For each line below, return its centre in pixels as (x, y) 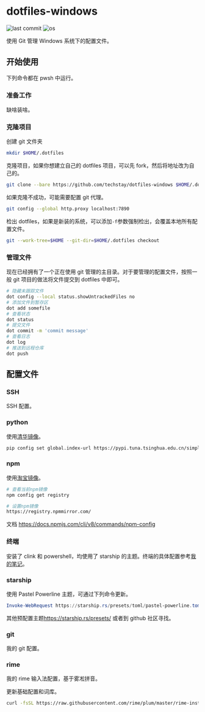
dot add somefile (28, 308)
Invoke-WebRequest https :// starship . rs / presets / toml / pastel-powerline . (99, 606)
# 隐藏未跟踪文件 (25, 291)
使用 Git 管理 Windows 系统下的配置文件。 (59, 40)
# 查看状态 (18, 314)
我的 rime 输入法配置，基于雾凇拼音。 (54, 679)
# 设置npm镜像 (22, 506)
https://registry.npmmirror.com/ (49, 512)
